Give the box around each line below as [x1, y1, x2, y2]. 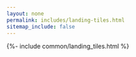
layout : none [6, 10, 44, 17]
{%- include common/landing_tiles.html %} [6, 42, 130, 51]
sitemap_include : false [6, 23, 76, 30]
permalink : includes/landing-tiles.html [6, 17, 126, 24]
